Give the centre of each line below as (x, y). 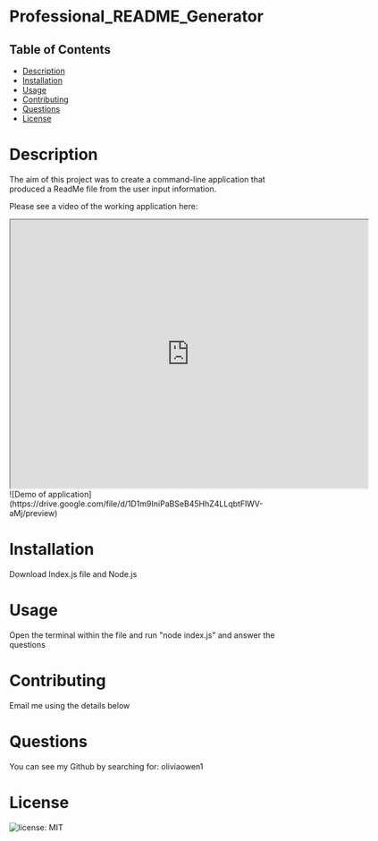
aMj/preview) (34, 513)
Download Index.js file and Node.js (73, 573)
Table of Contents (60, 50)
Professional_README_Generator (136, 17)
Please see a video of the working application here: (104, 206)
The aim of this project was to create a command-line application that (137, 179)
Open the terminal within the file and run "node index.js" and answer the (142, 635)
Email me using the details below (70, 705)
